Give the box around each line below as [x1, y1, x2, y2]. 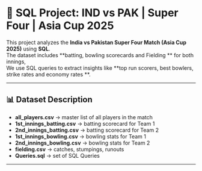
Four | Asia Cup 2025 [6, 19, 114, 33]
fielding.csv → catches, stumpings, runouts [14, 145, 124, 153]
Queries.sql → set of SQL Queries [14, 152, 100, 159]
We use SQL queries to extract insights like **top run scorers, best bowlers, [6, 64, 194, 72]
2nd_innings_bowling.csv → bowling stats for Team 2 [14, 139, 150, 146]
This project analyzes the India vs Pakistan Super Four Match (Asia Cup [6, 39, 186, 46]
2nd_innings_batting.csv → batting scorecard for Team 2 [14, 126, 159, 134]
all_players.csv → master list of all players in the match [14, 113, 153, 120]
